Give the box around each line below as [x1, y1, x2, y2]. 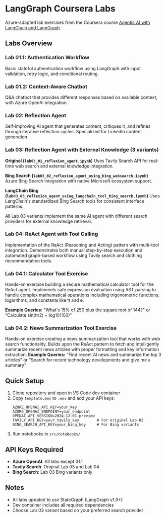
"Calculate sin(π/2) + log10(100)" [5, 312, 72, 318]
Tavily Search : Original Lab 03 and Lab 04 [12, 464, 100, 470]
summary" [5, 362, 26, 368]
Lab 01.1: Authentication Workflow [5, 54, 90, 61]
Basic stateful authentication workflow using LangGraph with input [5, 65, 141, 71]
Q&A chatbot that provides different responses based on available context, [5, 94, 158, 100]
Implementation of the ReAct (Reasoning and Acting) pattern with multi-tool [5, 242, 159, 248]
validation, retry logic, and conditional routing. [5, 71, 99, 77]
